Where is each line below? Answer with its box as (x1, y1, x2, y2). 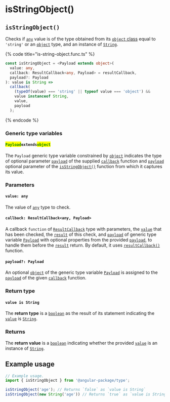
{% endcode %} (5, 117, 39, 123)
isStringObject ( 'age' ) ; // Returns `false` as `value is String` (5, 387, 146, 392)
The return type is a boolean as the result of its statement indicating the (5, 310, 155, 316)
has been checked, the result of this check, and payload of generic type (5, 231, 157, 237)
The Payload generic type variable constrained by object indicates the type (5, 152, 162, 158)
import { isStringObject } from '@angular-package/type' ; (5, 378, 130, 383)
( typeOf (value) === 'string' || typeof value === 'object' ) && (14, 89, 151, 94)
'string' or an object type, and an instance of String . (5, 42, 118, 47)
